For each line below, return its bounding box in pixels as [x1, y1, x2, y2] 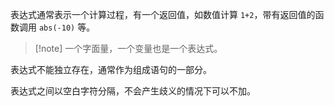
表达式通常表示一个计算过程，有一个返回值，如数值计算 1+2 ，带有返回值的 [10, 9, 316, 20]
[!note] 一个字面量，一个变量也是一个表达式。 [34, 43, 223, 54]
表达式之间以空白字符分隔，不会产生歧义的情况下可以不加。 [10, 85, 256, 97]
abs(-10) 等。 [38, 21, 96, 33]
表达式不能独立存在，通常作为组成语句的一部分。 [10, 64, 212, 75]
